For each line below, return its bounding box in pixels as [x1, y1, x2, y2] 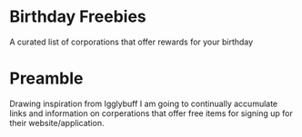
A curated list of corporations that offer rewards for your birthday [9, 36, 254, 47]
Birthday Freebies [9, 6, 147, 27]
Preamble [9, 68, 84, 89]
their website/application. [9, 117, 105, 128]
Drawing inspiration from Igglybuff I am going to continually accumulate [9, 98, 278, 109]
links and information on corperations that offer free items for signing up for [9, 107, 293, 119]
